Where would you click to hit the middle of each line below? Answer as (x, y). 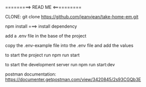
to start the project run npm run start (43, 55)
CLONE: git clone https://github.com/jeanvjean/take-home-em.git (72, 17)
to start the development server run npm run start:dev (60, 65)
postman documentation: (31, 74)
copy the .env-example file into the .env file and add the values (69, 45)
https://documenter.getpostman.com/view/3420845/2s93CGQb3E (73, 79)
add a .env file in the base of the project (46, 36)
